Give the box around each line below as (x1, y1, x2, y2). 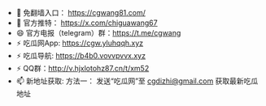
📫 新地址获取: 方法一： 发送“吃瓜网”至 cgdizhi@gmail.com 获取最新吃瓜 (15, 76, 259, 86)
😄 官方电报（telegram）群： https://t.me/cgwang (15, 28, 181, 37)
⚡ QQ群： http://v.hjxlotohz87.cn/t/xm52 (15, 64, 150, 73)
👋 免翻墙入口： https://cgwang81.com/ (15, 8, 146, 17)
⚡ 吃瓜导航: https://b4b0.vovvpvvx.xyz (15, 51, 146, 60)
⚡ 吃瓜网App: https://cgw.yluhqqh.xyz (15, 38, 144, 48)
